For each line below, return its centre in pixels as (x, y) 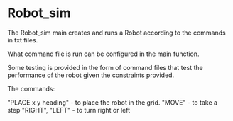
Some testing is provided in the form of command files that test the (105, 67)
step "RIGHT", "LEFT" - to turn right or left (69, 110)
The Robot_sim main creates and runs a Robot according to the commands (116, 33)
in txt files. (23, 40)
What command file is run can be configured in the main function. (103, 54)
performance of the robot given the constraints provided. (91, 75)
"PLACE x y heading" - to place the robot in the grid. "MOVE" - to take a (113, 102)
